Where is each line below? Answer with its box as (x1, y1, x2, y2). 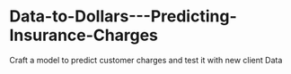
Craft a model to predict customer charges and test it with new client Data (9, 54, 283, 65)
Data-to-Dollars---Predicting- (9, 6, 237, 27)
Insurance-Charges (9, 25, 159, 45)
